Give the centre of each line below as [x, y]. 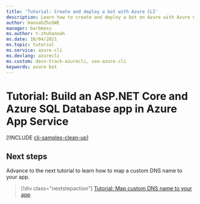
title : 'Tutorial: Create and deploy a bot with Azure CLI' [82, 12]
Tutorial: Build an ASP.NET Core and [97, 96]
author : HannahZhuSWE [33, 23]
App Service [37, 121]
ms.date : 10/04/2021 [32, 39]
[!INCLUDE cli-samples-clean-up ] [48, 138]
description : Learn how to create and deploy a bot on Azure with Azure [98, 17]
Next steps [27, 156]
